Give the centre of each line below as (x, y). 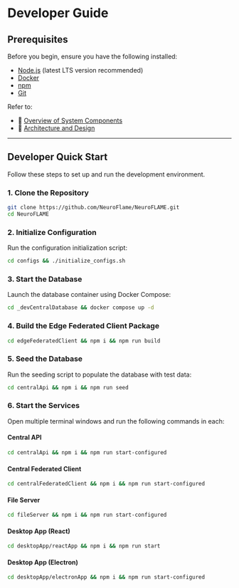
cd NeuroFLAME (28, 214)
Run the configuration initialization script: (68, 248)
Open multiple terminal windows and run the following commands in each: (116, 421)
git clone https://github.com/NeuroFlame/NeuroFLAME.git (94, 208)
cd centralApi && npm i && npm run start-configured (87, 453)
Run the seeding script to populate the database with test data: (100, 374)
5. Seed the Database (45, 359)
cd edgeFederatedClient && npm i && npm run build (84, 341)
